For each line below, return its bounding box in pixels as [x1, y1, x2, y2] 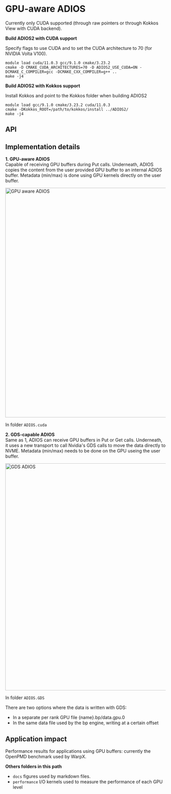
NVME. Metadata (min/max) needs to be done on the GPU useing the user [5, 448, 160, 454]
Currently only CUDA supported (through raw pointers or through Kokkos [5, 20, 159, 26]
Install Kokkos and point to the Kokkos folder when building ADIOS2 [5, 92, 147, 98]
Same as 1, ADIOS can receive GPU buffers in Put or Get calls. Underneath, [5, 437, 163, 443]
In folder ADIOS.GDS [5, 695, 45, 701]
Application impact [5, 734, 67, 743]
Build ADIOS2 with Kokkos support [5, 83, 80, 89]
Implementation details [5, 142, 80, 151]
